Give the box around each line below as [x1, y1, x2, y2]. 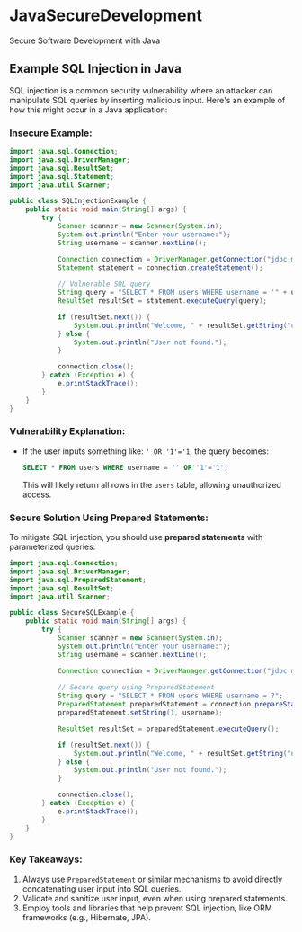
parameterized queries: [9, 541, 96, 553]
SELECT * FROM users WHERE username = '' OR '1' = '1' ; [22, 463, 229, 472]
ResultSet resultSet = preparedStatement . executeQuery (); [57, 724, 280, 733]
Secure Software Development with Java [9, 35, 161, 46]
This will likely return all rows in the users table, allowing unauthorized [22, 479, 281, 490]
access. [22, 489, 52, 500]
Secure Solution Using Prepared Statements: [9, 511, 209, 524]
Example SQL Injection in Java [9, 61, 182, 76]
